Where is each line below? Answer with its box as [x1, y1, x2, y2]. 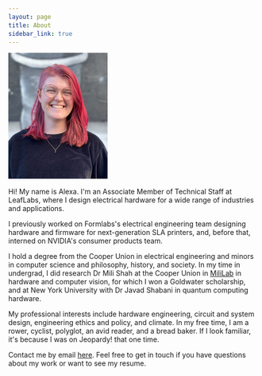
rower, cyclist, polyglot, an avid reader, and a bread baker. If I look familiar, [8, 327, 252, 336]
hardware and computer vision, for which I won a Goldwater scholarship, [8, 277, 246, 287]
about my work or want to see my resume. [8, 358, 147, 368]
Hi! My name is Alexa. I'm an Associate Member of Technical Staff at [8, 187, 233, 197]
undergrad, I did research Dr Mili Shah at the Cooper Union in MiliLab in [8, 268, 242, 278]
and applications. [8, 204, 65, 213]
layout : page [8, 13, 52, 21]
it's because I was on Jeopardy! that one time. [8, 335, 160, 344]
